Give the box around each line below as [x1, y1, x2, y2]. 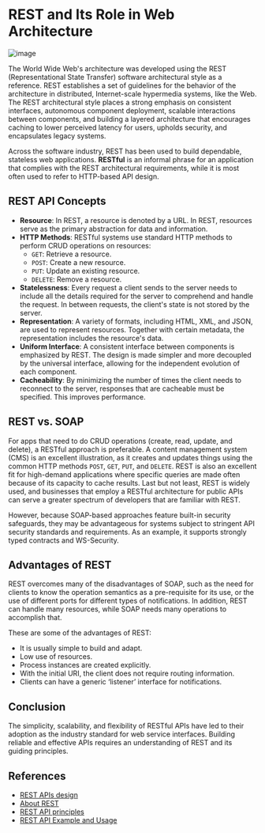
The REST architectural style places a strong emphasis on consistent [8, 97, 232, 107]
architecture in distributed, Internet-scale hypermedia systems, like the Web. [8, 89, 257, 98]
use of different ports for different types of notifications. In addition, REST [8, 596, 248, 606]
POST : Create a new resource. [31, 257, 126, 267]
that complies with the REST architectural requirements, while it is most [8, 163, 240, 172]
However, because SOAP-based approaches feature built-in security [8, 510, 231, 520]
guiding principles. [8, 746, 69, 756]
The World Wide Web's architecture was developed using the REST [8, 63, 227, 73]
